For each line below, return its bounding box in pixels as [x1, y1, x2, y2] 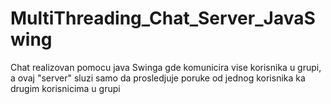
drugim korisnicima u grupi [10, 82, 121, 94]
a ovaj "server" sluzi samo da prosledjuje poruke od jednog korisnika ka [10, 72, 306, 84]
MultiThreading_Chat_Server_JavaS [10, 7, 316, 30]
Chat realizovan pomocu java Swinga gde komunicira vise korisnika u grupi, [10, 61, 322, 73]
